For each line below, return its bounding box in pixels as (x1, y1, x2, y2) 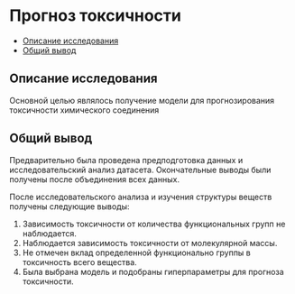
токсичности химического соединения (9, 105, 160, 115)
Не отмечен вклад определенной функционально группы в (22, 247, 251, 258)
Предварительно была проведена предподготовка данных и (9, 154, 244, 165)
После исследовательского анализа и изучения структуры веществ (9, 191, 272, 202)
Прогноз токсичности (9, 5, 182, 26)
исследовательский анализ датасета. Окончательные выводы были (9, 164, 272, 175)
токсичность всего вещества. (22, 256, 137, 267)
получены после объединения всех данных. (9, 173, 180, 185)
